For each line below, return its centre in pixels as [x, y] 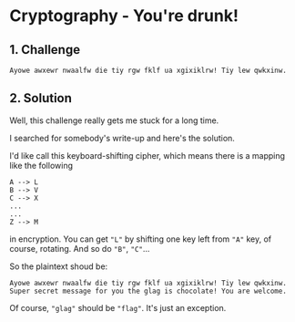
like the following [41, 165]
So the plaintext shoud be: [59, 266]
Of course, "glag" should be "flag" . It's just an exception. [118, 307]
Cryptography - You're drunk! [124, 16]
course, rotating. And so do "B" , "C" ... [80, 248]
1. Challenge [45, 50]
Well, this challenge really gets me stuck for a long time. [114, 120]
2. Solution [41, 98]
